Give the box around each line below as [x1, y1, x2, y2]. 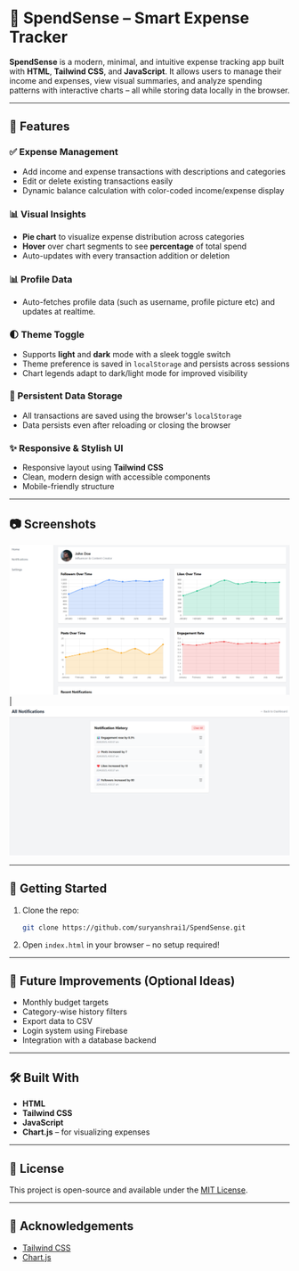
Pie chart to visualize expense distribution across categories [21, 231, 245, 242]
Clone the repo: [21, 905, 80, 915]
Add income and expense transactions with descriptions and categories [21, 166, 287, 176]
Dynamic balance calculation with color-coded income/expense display [21, 184, 285, 195]
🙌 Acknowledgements [9, 1218, 134, 1234]
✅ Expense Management [9, 146, 118, 159]
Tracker [9, 27, 69, 47]
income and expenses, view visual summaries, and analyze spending [9, 75, 263, 86]
